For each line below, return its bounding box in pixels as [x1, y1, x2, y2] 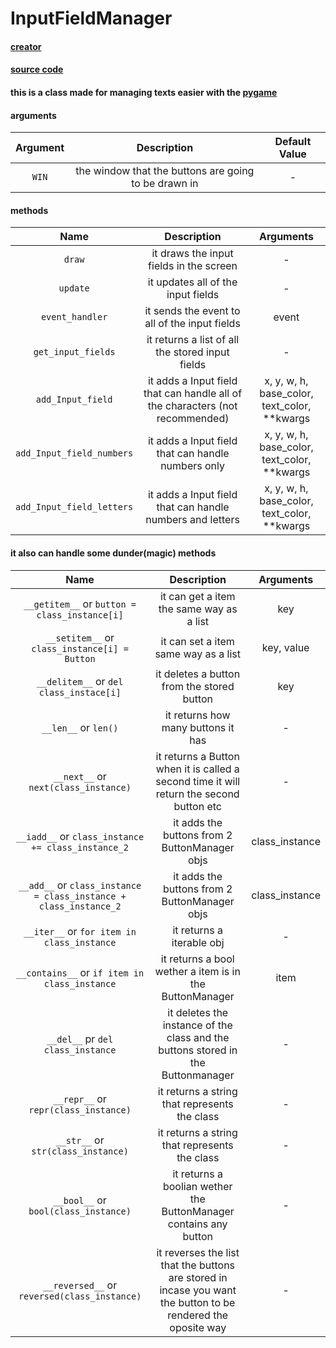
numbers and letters [145, 513, 240, 527]
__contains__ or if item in [15, 965, 145, 979]
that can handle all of [143, 387, 243, 401]
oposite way [169, 1320, 227, 1334]
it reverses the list [156, 1245, 240, 1259]
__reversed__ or [43, 1278, 118, 1292]
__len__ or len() [41, 720, 119, 734]
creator [10, 40, 42, 52]
